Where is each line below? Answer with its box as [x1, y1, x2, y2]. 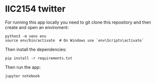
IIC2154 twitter [5, 3, 66, 14]
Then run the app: [5, 64, 41, 70]
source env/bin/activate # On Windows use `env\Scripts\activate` [5, 38, 144, 43]
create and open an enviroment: [5, 24, 69, 30]
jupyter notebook [5, 73, 40, 78]
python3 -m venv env [5, 34, 47, 39]
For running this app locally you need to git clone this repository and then [5, 19, 151, 25]
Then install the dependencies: [5, 46, 67, 52]
